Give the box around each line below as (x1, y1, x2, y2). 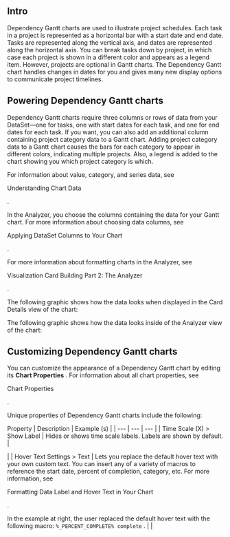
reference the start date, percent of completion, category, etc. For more (7, 467, 210, 476)
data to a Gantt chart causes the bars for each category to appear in (7, 143, 200, 151)
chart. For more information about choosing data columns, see (7, 218, 184, 226)
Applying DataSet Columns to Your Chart (7, 231, 123, 240)
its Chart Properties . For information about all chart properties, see (7, 371, 199, 379)
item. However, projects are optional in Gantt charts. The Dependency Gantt (7, 60, 222, 68)
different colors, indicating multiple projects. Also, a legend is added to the (7, 149, 218, 158)
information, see (7, 474, 54, 483)
